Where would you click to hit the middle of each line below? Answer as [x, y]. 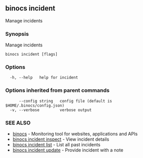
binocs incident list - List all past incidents [56, 144]
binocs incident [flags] [31, 55]
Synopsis [17, 34]
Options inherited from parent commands [58, 90]
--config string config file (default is [65, 101]
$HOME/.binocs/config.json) [35, 106]
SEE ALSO [18, 123]
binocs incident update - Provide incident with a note [68, 150]
